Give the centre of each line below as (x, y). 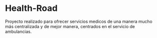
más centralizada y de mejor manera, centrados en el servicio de (70, 26)
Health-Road (31, 8)
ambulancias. (18, 31)
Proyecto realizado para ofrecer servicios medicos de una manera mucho (79, 21)
